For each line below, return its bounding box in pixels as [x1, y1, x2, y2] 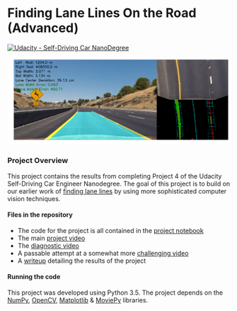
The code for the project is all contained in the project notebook [17, 226, 204, 234]
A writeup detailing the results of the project [17, 256, 146, 265]
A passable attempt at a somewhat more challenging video [17, 249, 189, 257]
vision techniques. [7, 194, 61, 203]
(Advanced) [7, 20, 79, 36]
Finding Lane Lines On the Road [7, 5, 197, 21]
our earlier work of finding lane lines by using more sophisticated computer [7, 186, 227, 196]
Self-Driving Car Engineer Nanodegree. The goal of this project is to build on [7, 179, 231, 188]
